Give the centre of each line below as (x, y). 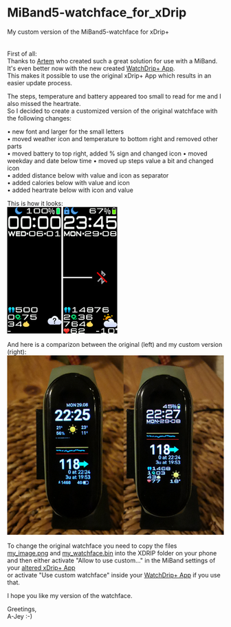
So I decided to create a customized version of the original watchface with (112, 111)
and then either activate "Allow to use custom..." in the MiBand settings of (111, 560)
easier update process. (40, 83)
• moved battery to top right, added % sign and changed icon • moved (107, 153)
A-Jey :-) (20, 616)
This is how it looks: (35, 203)
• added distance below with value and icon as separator (88, 175)
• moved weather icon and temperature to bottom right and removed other (113, 138)
